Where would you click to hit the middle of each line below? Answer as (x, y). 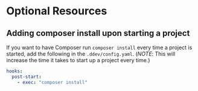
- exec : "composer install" (52, 82)
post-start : (27, 77)
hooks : (14, 71)
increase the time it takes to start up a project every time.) (78, 60)
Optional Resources (57, 11)
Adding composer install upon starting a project (98, 33)
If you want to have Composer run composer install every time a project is (99, 47)
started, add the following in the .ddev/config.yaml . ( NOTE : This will (91, 54)
